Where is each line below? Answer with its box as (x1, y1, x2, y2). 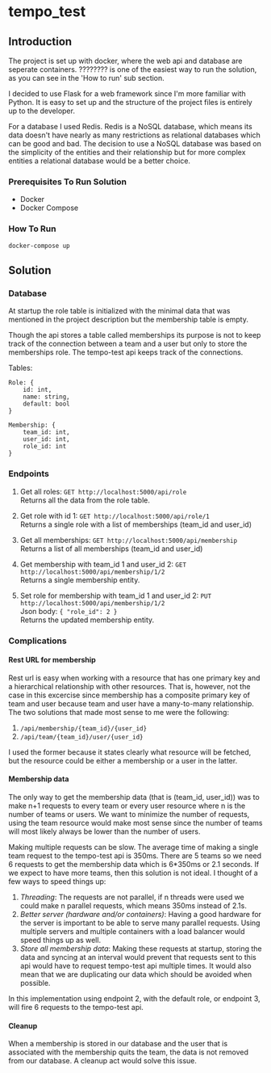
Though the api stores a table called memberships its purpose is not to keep (8, 330, 261, 340)
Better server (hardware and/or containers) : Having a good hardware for (19, 909, 262, 919)
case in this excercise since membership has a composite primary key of (8, 690, 250, 700)
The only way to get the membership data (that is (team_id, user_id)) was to (8, 792, 260, 802)
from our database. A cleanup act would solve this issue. (8, 1056, 198, 1066)
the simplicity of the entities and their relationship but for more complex (8, 148, 246, 157)
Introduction (8, 35, 73, 48)
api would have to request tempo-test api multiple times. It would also (19, 961, 252, 970)
